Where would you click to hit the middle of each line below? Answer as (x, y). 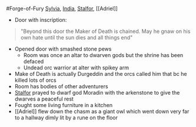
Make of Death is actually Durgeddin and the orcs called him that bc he (101, 74)
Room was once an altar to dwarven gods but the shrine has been (103, 55)
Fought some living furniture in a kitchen (64, 105)
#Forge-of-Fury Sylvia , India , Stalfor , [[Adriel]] (62, 9)
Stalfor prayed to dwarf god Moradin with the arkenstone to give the (97, 93)
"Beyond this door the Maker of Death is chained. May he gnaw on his (105, 31)
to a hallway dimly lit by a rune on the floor (66, 118)
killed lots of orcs (36, 80)
